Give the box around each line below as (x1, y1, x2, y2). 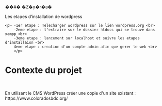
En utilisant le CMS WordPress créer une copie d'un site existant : (5, 90, 136, 96)
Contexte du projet (5, 65, 82, 76)
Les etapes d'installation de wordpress (5, 14, 82, 19)
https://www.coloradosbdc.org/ (5, 95, 68, 101)
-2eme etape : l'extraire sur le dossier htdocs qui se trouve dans (14, 27, 155, 32)
